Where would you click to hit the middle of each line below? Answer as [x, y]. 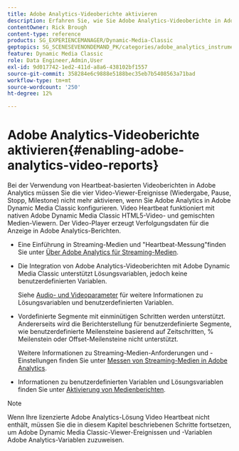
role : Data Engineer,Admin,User [55, 61]
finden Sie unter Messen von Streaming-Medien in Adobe [143, 360]
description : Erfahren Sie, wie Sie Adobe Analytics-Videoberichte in [114, 21]
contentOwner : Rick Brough [47, 27]
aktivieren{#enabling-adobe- [96, 150]
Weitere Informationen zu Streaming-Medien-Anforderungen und [113, 353]
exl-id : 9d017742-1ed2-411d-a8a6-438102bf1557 [78, 67]
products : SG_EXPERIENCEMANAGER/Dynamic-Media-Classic [90, 41]
